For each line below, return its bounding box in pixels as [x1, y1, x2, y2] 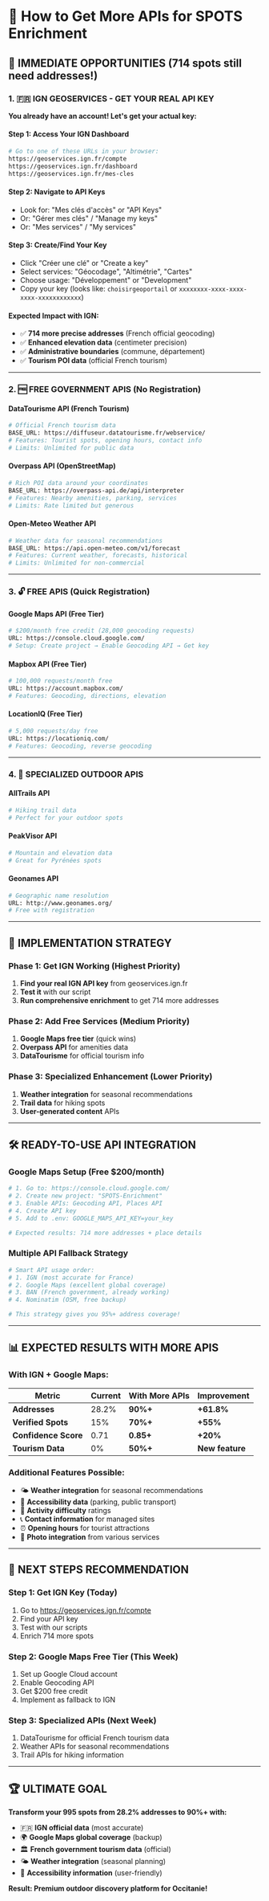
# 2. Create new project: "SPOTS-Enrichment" [8, 1192, 163, 1200]
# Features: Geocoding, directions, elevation [8, 691, 167, 700]
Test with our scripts [19, 1622, 88, 1632]
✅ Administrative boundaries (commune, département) [19, 347, 206, 357]
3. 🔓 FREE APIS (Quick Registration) [8, 586, 151, 598]
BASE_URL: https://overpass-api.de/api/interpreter [8, 486, 184, 495]
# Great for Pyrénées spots [8, 856, 102, 864]
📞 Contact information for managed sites [19, 1514, 155, 1524]
